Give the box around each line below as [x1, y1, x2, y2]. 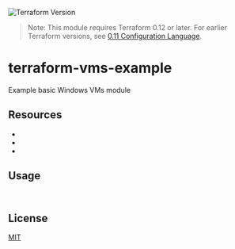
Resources [8, 108, 63, 122]
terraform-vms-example [8, 59, 172, 77]
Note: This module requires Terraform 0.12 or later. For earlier [27, 23, 228, 32]
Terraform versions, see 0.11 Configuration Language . [27, 32, 203, 40]
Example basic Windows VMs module [8, 85, 131, 94]
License [8, 211, 48, 225]
